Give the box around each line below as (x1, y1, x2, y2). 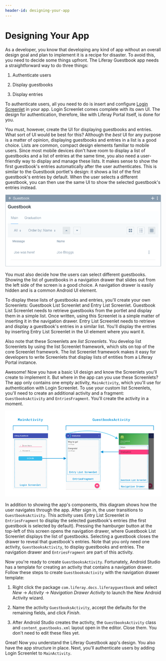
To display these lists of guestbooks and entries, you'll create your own (5, 297, 151, 303)
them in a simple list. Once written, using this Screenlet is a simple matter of (5, 313, 160, 319)
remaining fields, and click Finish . (12, 609, 81, 616)
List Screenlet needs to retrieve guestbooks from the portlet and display (5, 307, 152, 313)
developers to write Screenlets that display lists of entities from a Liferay (5, 354, 153, 360)
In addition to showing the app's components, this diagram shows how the (5, 501, 157, 507)
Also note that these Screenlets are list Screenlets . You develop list (5, 338, 142, 344)
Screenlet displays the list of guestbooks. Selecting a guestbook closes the (5, 533, 159, 539)
